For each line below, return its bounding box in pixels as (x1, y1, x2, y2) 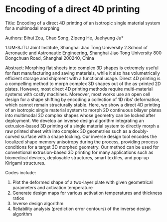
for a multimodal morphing (5, 25, 60, 31)
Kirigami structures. (5, 160, 46, 166)
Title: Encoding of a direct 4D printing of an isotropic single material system (5, 20, 161, 26)
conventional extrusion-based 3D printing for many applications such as (5, 149, 154, 155)
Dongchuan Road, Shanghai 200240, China (5, 55, 95, 61)
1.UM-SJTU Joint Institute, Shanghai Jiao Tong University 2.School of (5, 44, 148, 50)
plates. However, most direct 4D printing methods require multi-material (5, 86, 153, 92)
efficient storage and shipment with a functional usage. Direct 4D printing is (5, 75, 161, 81)
